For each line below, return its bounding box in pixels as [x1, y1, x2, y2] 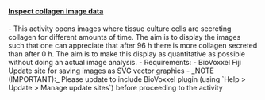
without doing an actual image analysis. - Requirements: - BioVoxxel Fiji [8, 58, 242, 67]
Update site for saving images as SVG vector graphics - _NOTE [8, 66, 214, 75]
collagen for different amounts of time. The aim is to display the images [8, 33, 241, 42]
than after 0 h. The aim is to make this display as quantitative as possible [8, 49, 246, 59]
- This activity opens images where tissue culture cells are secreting [8, 24, 232, 33]
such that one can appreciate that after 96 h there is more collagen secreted [8, 40, 258, 51]
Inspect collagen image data [8, 6, 104, 16]
